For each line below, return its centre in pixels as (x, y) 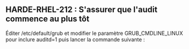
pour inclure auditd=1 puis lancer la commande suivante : (75, 39)
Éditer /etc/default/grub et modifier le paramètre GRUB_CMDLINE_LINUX (94, 33)
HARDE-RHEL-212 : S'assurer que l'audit (81, 10)
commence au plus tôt (48, 19)
